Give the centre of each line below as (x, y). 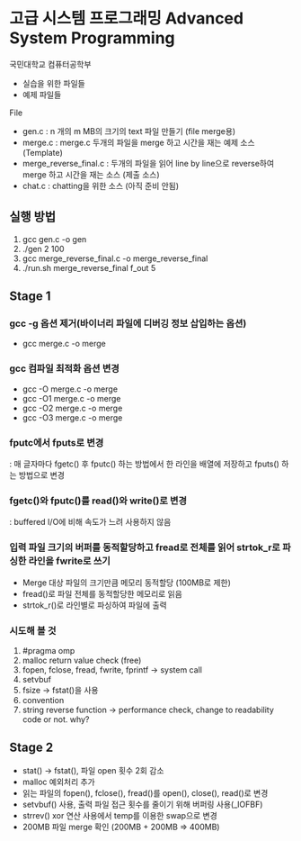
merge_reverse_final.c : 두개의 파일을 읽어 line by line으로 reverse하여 (148, 163)
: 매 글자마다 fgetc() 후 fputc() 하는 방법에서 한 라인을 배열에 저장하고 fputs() (145, 464)
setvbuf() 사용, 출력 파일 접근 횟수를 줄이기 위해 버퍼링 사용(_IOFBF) (142, 804)
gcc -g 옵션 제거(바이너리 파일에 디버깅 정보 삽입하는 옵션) (128, 323)
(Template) (42, 152)
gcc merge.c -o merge (64, 344)
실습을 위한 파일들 (53, 83)
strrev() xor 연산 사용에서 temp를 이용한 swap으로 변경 (120, 815)
